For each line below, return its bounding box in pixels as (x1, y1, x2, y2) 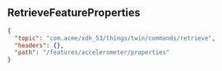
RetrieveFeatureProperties (7, 6, 141, 20)
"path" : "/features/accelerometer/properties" (14, 48, 170, 57)
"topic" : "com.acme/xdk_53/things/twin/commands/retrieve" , (14, 34, 216, 42)
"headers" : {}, (14, 41, 65, 49)
